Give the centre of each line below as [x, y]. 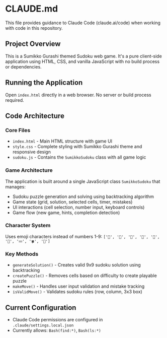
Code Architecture [35, 116]
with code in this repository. [34, 28]
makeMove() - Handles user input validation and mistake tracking [78, 286]
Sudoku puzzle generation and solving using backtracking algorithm [83, 196]
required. [15, 100]
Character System [28, 226]
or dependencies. [23, 66]
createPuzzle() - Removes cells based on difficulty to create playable [85, 276]
